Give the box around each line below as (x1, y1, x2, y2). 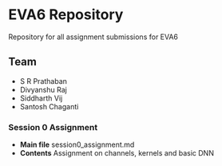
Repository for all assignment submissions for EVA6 (8, 32, 178, 41)
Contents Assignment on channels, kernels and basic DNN (19, 148, 214, 158)
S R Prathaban (19, 76, 68, 85)
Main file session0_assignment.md (19, 140, 135, 149)
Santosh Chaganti (19, 101, 79, 111)
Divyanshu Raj (19, 85, 68, 94)
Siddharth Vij (19, 93, 63, 103)
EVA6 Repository (8, 6, 124, 24)
